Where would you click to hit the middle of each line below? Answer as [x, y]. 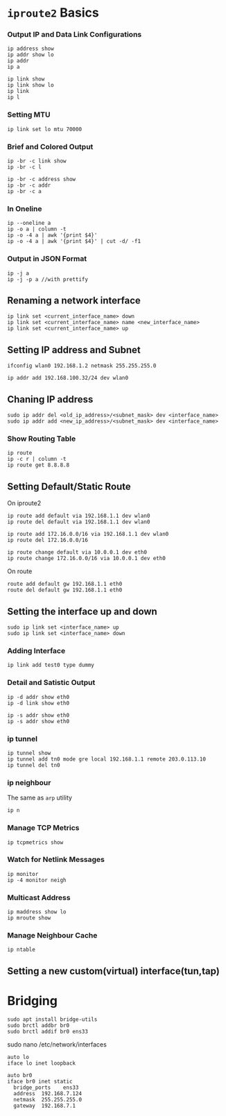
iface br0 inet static [40, 1081]
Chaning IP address [50, 399]
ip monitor [23, 874]
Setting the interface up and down [82, 611]
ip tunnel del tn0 [34, 765]
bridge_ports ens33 [46, 1088]
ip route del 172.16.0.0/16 [48, 540]
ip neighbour [29, 782]
